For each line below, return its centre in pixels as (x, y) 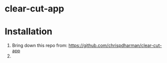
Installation (29, 32)
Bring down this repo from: (40, 45)
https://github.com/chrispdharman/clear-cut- (115, 45)
